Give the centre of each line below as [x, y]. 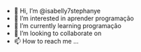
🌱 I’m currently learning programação [68, 26]
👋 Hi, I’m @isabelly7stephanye [57, 11]
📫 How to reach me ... [46, 41]
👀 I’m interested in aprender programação [74, 18]
